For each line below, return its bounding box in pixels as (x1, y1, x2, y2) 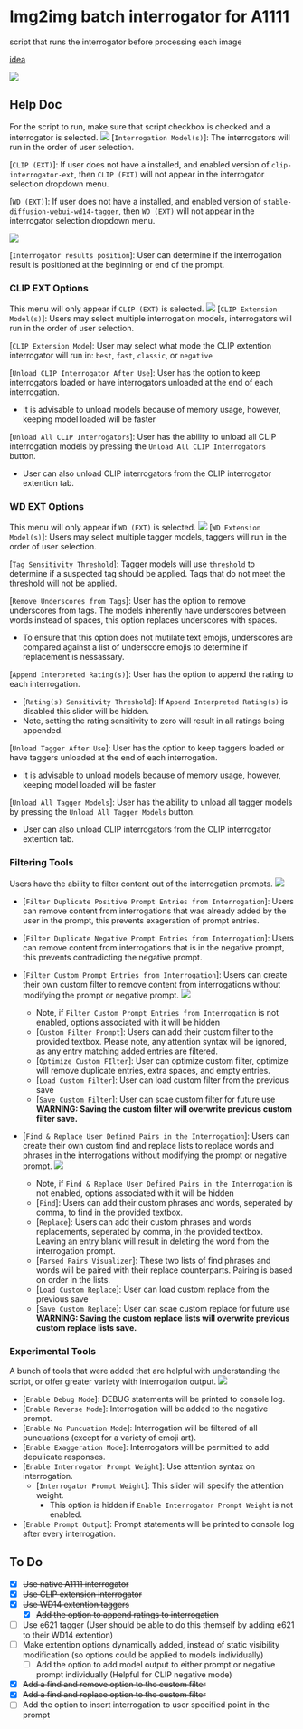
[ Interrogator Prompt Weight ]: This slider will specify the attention (35, 1480, 285, 1491)
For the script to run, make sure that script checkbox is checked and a (9, 120, 271, 132)
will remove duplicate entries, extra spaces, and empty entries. (35, 1065, 271, 1075)
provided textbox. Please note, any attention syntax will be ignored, (35, 1036, 288, 1046)
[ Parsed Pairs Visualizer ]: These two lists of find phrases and (35, 1255, 271, 1266)
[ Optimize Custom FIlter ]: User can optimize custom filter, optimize (35, 1055, 289, 1065)
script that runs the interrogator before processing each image (9, 36, 242, 47)
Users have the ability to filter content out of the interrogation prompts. (9, 878, 273, 889)
